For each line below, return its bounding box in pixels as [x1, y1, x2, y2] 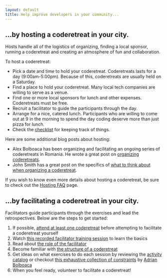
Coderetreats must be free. [12, 100, 68, 106]
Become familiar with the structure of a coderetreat [12, 246, 118, 252]
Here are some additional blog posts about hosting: [5, 136, 111, 142]
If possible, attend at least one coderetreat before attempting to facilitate [12, 225, 162, 231]
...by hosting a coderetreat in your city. [5, 30, 129, 39]
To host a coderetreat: [5, 58, 51, 65]
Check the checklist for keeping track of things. [12, 127, 111, 133]
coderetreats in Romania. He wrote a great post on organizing [12, 151, 140, 157]
